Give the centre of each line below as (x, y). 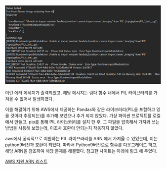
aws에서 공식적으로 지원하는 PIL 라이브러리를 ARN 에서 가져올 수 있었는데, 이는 (82, 139)
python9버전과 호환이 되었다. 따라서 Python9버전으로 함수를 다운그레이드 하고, (82, 145)
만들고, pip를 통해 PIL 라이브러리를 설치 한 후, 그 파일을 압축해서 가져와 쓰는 (87, 122)
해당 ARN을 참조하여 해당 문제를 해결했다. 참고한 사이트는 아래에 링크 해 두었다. (81, 151)
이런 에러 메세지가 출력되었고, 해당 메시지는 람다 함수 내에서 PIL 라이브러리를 (79, 93)
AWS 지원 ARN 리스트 (26, 162)
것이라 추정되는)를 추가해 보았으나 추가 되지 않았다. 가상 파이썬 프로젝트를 (81, 116)
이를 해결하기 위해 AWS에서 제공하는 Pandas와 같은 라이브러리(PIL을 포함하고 (80, 110)
